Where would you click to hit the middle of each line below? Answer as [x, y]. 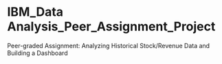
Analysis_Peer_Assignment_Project [111, 26]
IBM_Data [35, 12]
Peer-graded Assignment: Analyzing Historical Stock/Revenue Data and [109, 45]
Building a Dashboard [37, 53]
